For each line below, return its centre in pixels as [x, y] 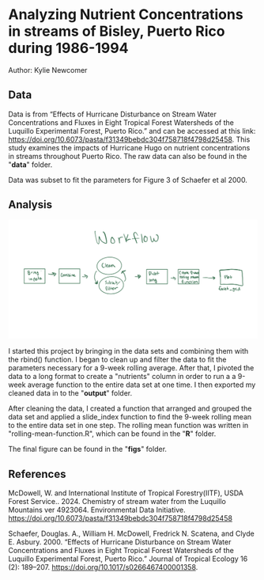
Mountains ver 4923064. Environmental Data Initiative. [97, 510]
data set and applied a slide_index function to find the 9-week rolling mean [130, 417]
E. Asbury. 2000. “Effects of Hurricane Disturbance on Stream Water [120, 542]
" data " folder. [30, 165]
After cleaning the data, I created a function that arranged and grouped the [130, 408]
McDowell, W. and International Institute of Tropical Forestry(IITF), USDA [126, 493]
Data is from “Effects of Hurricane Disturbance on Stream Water [113, 114]
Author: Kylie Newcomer [48, 70]
